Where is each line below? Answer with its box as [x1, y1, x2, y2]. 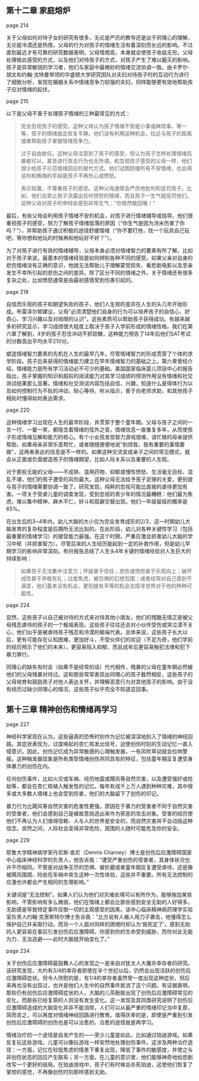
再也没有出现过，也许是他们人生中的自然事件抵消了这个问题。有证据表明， [11, 981, 193, 989]
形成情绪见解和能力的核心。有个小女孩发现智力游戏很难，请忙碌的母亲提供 [11, 433, 193, 440]
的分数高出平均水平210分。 [6, 337, 72, 345]
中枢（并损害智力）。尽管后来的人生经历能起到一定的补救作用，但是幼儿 [11, 540, 185, 547]
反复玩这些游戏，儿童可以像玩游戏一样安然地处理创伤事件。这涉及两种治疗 [6, 1038, 188, 1045]
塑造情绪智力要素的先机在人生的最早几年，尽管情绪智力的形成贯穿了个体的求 [6, 350, 193, 357]
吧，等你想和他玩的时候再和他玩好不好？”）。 [6, 234, 115, 241]
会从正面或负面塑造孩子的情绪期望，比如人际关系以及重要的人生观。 [6, 456, 172, 463]
